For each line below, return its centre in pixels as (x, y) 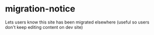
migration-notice (40, 9)
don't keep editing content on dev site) (44, 27)
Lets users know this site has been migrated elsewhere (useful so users (77, 22)
